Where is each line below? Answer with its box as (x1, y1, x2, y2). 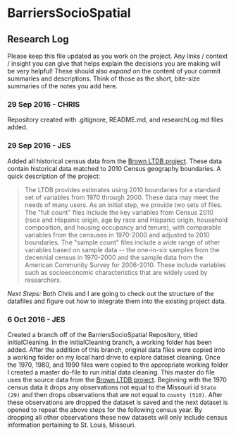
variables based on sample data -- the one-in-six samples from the (24, 245, 220, 254)
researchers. (24, 276, 62, 284)
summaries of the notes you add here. (7, 82, 118, 90)
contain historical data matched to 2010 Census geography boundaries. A (7, 164, 221, 172)
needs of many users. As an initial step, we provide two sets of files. (24, 200, 223, 209)
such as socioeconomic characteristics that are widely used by (24, 268, 208, 276)
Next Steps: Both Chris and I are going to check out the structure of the (7, 289, 214, 297)
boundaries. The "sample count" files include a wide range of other (24, 238, 221, 247)
